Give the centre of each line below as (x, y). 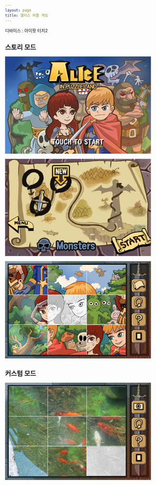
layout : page (18, 10)
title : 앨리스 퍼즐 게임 (27, 15)
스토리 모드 (21, 47)
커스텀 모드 (21, 373)
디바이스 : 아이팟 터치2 (26, 30)
